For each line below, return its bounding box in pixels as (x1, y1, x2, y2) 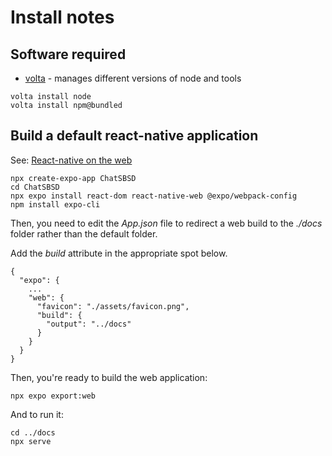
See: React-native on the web (10, 154, 133, 166)
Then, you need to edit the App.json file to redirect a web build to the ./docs (10, 217, 323, 229)
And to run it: (10, 408, 64, 420)
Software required (10, 46, 127, 63)
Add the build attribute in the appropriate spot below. (10, 247, 228, 259)
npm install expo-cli (10, 199, 101, 210)
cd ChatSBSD (10, 182, 60, 192)
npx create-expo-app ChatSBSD (10, 173, 137, 183)
